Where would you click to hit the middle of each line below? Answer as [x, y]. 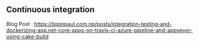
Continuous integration [50, 10]
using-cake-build [28, 36]
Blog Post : [19, 24]
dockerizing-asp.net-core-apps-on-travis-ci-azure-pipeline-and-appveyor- [99, 30]
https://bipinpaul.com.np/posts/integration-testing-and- [103, 24]
